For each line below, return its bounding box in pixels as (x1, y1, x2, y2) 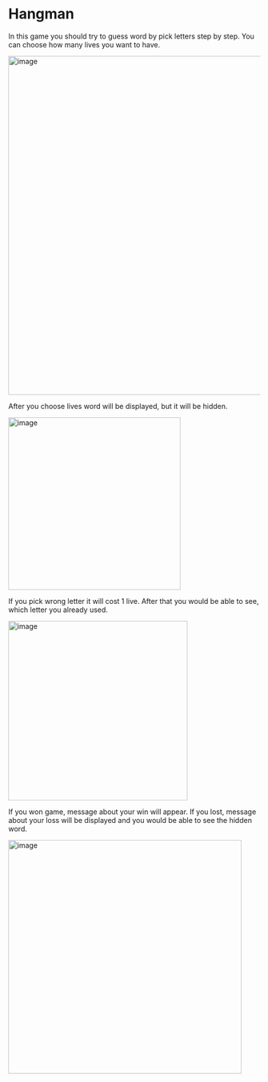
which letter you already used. (8, 605, 108, 614)
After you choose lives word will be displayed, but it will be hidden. (8, 401, 228, 411)
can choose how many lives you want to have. (8, 39, 161, 49)
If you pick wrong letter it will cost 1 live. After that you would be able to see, (8, 596, 259, 606)
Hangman (8, 5, 74, 23)
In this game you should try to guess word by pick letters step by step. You (8, 31, 254, 41)
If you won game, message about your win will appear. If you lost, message (8, 807, 257, 817)
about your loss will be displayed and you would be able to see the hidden (8, 815, 252, 825)
